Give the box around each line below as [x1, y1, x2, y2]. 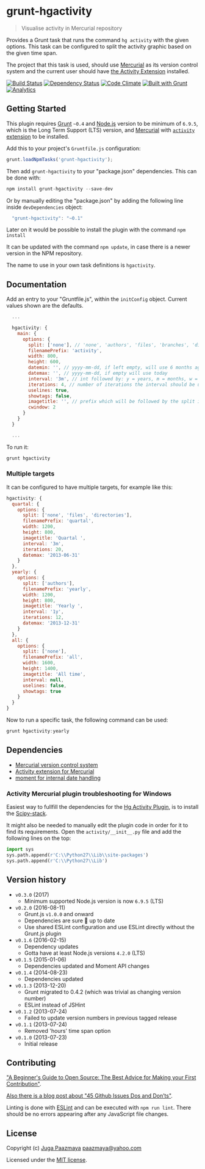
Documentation [6, 279, 67, 289]
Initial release [24, 1040, 58, 1048]
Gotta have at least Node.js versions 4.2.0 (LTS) [24, 949, 145, 957]
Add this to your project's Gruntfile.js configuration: [6, 145, 141, 152]
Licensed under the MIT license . [6, 1156, 87, 1164]
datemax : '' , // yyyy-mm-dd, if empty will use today [28, 371, 168, 377]
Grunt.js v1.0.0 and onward [24, 910, 94, 917]
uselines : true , [28, 387, 70, 393]
